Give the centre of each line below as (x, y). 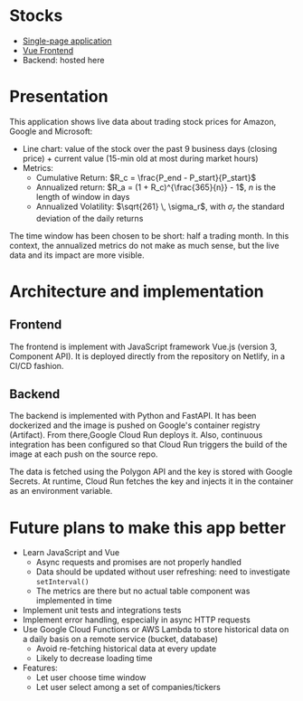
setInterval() (62, 583)
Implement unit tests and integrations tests (102, 611)
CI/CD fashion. (37, 365)
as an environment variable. (61, 491)
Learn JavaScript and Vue (71, 553)
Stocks (36, 16)
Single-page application (67, 41)
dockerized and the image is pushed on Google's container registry (135, 425)
